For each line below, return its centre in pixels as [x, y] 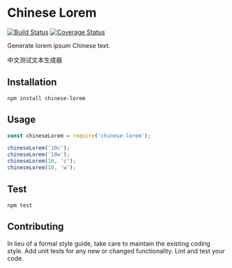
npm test [20, 205]
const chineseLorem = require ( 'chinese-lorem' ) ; [79, 136]
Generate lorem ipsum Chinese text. [59, 45]
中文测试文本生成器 [35, 60]
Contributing [36, 227]
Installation [32, 82]
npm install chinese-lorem [46, 98]
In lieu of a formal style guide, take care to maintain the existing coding [109, 243]
